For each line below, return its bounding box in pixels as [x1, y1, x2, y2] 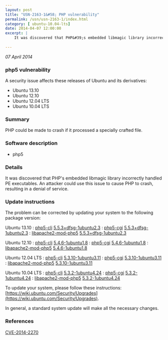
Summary [5, 116, 30, 123]
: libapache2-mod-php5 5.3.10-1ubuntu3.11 [5, 260, 92, 266]
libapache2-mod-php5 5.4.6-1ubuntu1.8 [5, 245, 87, 251]
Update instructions [5, 198, 55, 205]
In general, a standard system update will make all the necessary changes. [5, 305, 159, 311]
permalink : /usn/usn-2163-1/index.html [5, 17, 88, 22]
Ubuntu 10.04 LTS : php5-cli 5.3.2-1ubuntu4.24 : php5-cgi [5, 270, 124, 276]
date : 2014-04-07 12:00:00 [5, 26, 61, 31]
